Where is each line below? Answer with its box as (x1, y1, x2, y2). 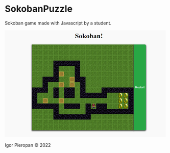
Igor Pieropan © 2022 (5, 142, 51, 148)
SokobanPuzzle (5, 3, 72, 15)
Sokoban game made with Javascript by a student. (5, 20, 112, 26)
